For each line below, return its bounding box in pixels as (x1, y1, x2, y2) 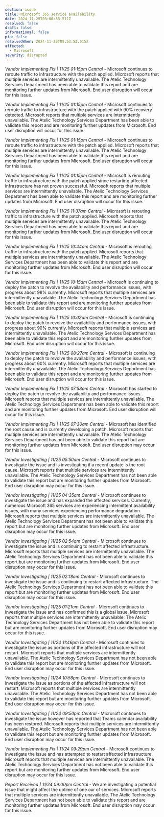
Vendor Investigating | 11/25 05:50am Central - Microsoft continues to (5, 457, 146, 463)
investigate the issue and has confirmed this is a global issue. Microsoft (5, 609, 149, 615)
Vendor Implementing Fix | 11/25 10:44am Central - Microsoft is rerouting (5, 243, 152, 250)
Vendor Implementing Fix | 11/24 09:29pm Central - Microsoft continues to (5, 746, 155, 752)
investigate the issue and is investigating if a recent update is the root (5, 462, 145, 468)
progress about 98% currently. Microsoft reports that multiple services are (5, 289, 155, 295)
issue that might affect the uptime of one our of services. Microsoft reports (5, 787, 156, 793)
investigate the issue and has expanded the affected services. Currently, (5, 498, 151, 504)
